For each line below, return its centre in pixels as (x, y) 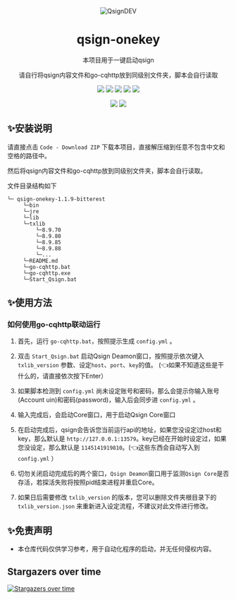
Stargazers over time (54, 571)
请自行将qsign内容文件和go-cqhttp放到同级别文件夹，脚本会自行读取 (118, 75)
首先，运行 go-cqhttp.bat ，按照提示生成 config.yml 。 (97, 341)
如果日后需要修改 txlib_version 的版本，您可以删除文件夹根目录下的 (117, 498)
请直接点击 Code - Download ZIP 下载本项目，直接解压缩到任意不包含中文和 (116, 147)
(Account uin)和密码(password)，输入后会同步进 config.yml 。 (108, 400)
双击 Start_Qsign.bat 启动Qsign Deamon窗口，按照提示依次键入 (111, 356)
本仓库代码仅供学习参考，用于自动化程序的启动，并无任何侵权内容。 (116, 549)
